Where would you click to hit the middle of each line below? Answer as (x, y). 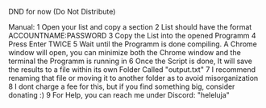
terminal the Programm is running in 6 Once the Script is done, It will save (130, 61)
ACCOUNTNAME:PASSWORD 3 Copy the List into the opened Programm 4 (132, 36)
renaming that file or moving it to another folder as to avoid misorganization (133, 78)
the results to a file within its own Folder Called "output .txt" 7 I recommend (132, 70)
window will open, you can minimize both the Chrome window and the (125, 52)
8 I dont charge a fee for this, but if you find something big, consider (122, 86)
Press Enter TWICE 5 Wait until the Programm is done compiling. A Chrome (133, 44)
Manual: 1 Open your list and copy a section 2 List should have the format (130, 27)
